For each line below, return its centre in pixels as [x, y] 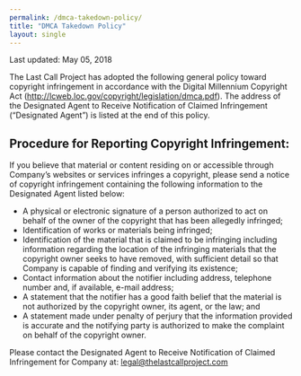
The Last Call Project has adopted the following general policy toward [138, 77]
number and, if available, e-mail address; [98, 287]
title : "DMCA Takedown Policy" [68, 26]
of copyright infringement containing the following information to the [136, 184]
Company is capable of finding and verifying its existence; [130, 268]
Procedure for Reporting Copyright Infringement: [150, 143]
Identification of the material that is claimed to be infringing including [150, 240]
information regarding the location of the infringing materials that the [149, 249]
